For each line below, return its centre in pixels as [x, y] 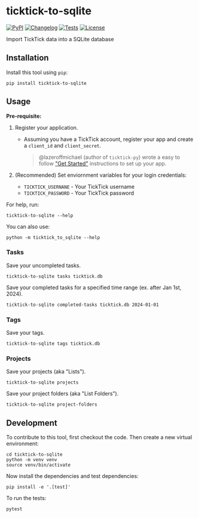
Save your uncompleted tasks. [44, 265]
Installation [27, 58]
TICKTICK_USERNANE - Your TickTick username [79, 186]
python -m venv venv [32, 460]
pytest [14, 509]
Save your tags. [25, 333]
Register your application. [46, 127]
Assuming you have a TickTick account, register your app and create [108, 139]
